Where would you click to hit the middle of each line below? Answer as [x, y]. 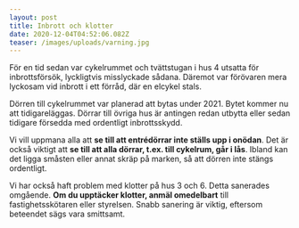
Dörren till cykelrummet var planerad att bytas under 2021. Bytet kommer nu [149, 104]
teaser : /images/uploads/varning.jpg [79, 42]
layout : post [33, 17]
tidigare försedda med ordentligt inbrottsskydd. [96, 123]
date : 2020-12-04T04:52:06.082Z [69, 34]
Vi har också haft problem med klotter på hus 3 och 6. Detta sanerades [140, 186]
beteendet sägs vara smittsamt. [67, 214]
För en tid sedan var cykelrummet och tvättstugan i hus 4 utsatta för [134, 68]
